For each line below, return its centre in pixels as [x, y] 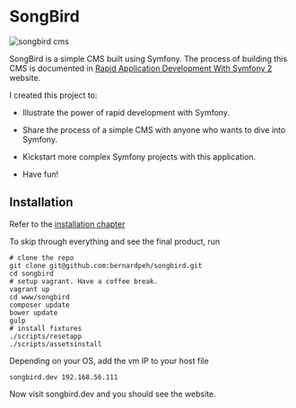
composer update [39, 305]
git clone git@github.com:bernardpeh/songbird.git [106, 265]
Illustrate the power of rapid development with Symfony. [126, 112]
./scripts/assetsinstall [56, 344]
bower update [34, 313]
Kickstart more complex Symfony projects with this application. [139, 156]
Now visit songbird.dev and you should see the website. [113, 394]
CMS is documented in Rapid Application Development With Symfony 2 [141, 68]
